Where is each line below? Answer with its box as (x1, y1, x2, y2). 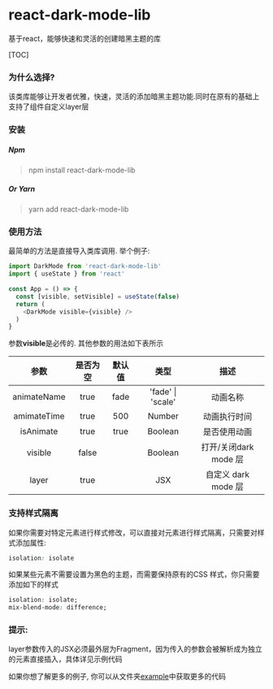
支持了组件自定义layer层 (8, 102, 89, 111)
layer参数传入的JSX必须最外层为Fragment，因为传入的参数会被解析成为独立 (8, 644, 262, 654)
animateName (12, 392, 67, 403)
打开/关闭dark (201, 441, 254, 453)
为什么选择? (8, 71, 55, 83)
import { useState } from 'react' (8, 270, 126, 278)
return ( (15, 300, 45, 308)
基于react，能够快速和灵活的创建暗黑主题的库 (8, 33, 161, 43)
